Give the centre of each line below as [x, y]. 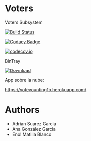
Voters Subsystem [24, 22]
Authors [22, 110]
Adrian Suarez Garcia [34, 123]
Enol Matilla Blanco [32, 134]
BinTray [13, 61]
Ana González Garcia [34, 129]
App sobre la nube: [25, 80]
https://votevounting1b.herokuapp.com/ [46, 89]
